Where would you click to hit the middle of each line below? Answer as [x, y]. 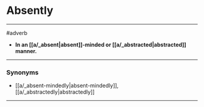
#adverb [17, 33]
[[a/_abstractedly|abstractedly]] [55, 92]
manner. [26, 51]
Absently [30, 11]
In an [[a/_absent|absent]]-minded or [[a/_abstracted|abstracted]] [100, 44]
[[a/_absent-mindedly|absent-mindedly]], [67, 86]
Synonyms [22, 72]
